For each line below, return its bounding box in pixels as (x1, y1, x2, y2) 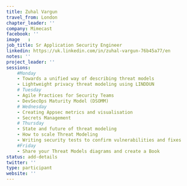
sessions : (6, 64, 31, 71)
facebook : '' (6, 31, 39, 37)
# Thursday (17, 121, 44, 127)
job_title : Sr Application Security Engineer (6, 43, 122, 49)
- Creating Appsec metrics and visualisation (17, 109, 133, 115)
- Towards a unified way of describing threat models (17, 76, 155, 82)
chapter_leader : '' (6, 20, 55, 26)
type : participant (6, 165, 52, 171)
